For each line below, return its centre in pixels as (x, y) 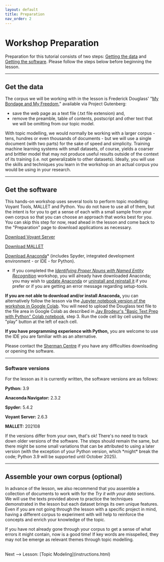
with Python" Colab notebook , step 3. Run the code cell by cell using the (78, 316)
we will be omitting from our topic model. (53, 124)
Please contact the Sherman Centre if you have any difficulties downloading (81, 346)
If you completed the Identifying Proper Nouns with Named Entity (78, 270)
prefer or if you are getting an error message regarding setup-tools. (80, 286)
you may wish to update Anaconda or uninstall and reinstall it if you (80, 281)
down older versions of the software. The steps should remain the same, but (82, 441)
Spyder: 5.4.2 (19, 407)
